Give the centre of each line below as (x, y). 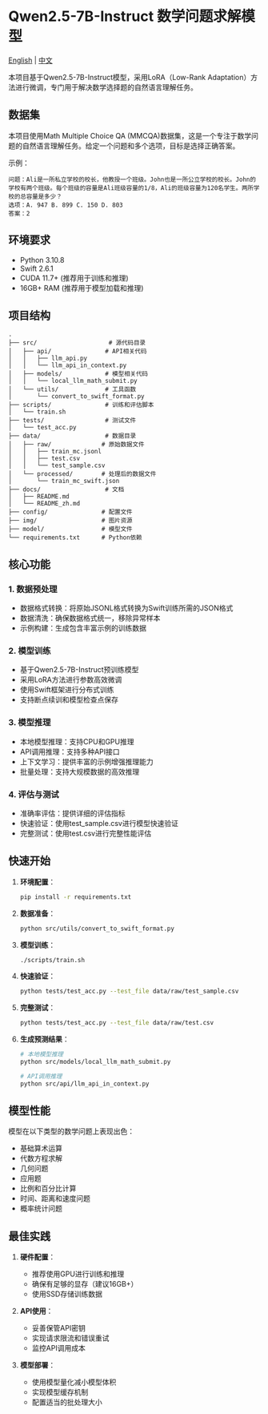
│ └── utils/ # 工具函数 (72, 389)
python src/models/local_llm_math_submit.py (95, 1062)
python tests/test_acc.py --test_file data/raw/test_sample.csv (129, 991)
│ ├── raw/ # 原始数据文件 (76, 445)
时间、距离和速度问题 (55, 1198)
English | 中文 (31, 60)
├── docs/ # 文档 (66, 489)
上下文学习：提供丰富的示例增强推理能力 (86, 761)
